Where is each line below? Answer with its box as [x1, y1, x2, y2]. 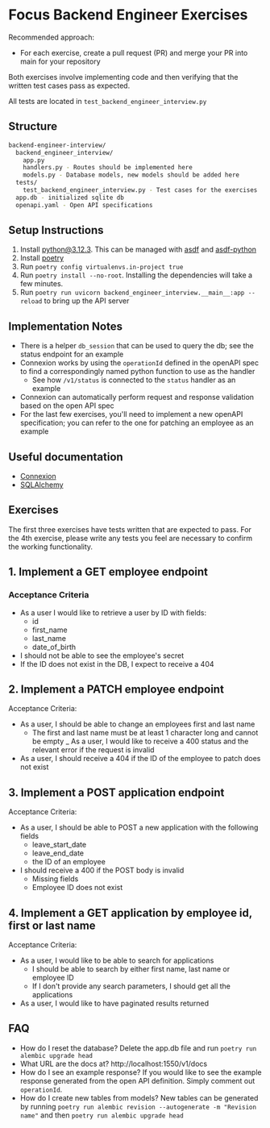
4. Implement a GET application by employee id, [8, 905, 252, 920]
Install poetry [19, 253, 64, 263]
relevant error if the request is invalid [31, 745, 155, 755]
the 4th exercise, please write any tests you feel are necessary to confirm [8, 533, 252, 543]
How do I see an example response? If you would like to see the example [19, 1067, 262, 1077]
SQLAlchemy [19, 480, 64, 489]
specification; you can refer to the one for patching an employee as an [19, 418, 254, 428]
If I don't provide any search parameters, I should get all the [31, 981, 231, 991]
